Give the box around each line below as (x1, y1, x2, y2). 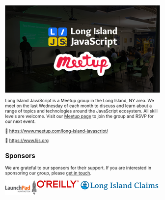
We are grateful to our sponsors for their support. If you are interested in (5, 165, 151, 171)
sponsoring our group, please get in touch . (5, 170, 92, 176)
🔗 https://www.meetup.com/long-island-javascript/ (5, 128, 109, 134)
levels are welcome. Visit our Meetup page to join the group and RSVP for (5, 113, 154, 119)
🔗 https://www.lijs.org (5, 137, 49, 143)
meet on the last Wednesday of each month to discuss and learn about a (5, 103, 152, 109)
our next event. (5, 118, 36, 124)
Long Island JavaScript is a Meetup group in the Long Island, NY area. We (5, 97, 155, 103)
